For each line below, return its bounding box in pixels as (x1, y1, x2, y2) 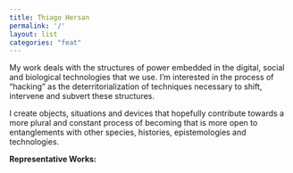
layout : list (9, 29, 58, 38)
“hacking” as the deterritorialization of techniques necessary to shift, (9, 81, 263, 92)
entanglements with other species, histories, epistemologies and (9, 127, 247, 138)
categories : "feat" (9, 37, 82, 47)
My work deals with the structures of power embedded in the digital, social (9, 62, 285, 73)
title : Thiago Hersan (9, 12, 90, 22)
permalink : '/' (9, 21, 66, 30)
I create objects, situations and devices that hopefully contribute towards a (9, 108, 284, 119)
